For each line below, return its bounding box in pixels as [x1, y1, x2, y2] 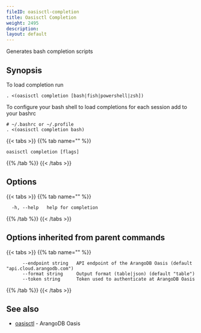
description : [6, 25, 39, 32]
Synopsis [6, 65, 42, 75]
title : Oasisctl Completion [6, 14, 77, 20]
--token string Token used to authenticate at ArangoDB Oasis [22, 276, 196, 282]
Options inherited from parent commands [6, 232, 165, 243]
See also [6, 303, 39, 314]
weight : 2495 [6, 20, 39, 26]
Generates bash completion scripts [6, 48, 93, 55]
